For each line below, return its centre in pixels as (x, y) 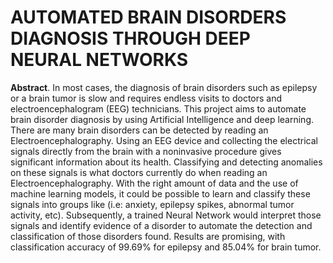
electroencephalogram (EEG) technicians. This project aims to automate (158, 108)
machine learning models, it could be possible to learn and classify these (160, 193)
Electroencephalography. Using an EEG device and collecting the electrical (164, 140)
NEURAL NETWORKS (99, 60)
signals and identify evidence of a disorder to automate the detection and (161, 225)
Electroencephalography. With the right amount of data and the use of (154, 183)
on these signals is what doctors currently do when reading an (139, 172)
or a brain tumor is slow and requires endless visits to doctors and (146, 98)
